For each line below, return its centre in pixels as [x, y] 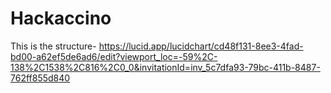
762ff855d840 [40, 78]
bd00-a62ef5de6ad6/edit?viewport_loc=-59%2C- [114, 56]
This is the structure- [53, 46]
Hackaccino [61, 18]
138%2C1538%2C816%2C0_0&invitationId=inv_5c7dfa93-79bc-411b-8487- [165, 67]
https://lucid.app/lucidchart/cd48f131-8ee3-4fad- [201, 46]
